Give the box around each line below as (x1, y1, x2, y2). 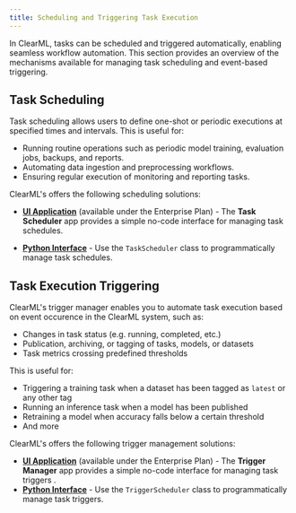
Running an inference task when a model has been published (22, 402, 248, 413)
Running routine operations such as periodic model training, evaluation (22, 143, 284, 153)
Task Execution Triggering (9, 278, 160, 293)
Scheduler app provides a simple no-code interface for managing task (22, 216, 284, 227)
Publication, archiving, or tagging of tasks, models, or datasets (22, 338, 254, 350)
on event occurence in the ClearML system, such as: (9, 311, 205, 323)
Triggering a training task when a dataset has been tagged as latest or (22, 383, 286, 394)
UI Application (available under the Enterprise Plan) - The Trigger (22, 456, 266, 466)
